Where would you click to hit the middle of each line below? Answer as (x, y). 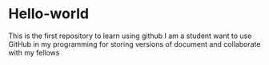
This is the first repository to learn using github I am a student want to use (130, 36)
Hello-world (49, 14)
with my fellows (34, 52)
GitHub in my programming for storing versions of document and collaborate (134, 44)
